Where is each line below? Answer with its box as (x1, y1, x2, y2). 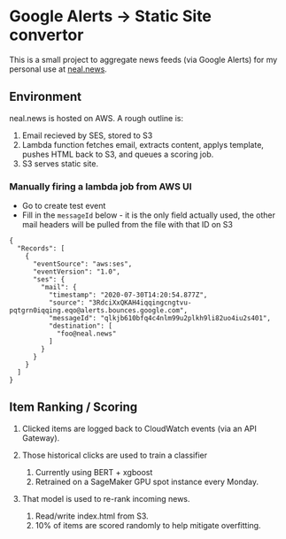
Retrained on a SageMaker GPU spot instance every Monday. (35, 476, 259, 487)
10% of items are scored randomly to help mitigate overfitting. (35, 520, 261, 530)
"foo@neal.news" (56, 329, 117, 338)
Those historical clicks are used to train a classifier (21, 450, 208, 460)
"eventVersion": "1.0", (32, 267, 121, 276)
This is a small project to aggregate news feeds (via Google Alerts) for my (9, 54, 278, 65)
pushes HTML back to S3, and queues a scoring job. (21, 149, 214, 159)
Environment (9, 89, 82, 104)
